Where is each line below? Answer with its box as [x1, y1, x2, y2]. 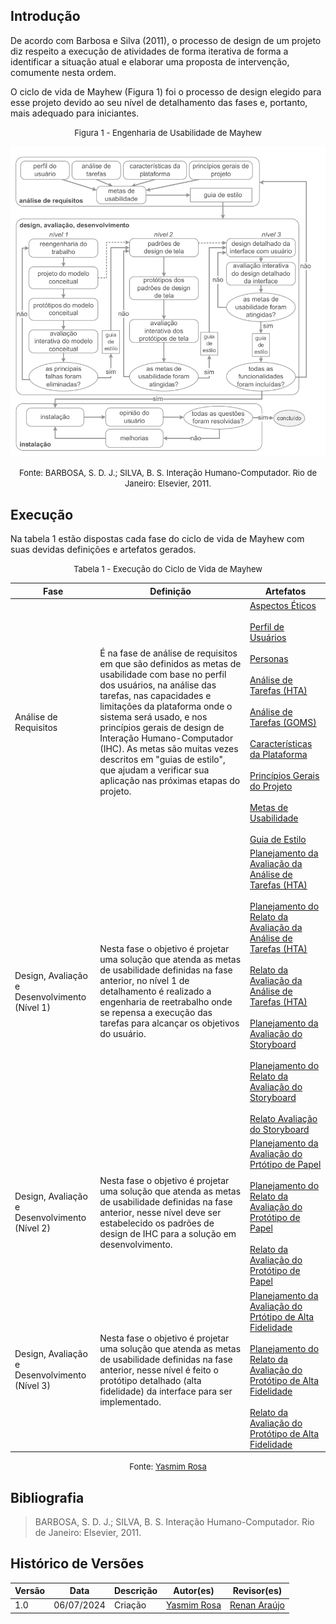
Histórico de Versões [10, 1555, 145, 1573]
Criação [113, 1599, 147, 1611]
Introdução [10, 8, 81, 25]
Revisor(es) [232, 1585, 283, 1597]
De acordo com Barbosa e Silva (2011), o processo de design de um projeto [10, 34, 322, 46]
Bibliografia [10, 1489, 85, 1506]
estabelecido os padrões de [99, 1217, 215, 1229]
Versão [14, 1585, 46, 1597]
